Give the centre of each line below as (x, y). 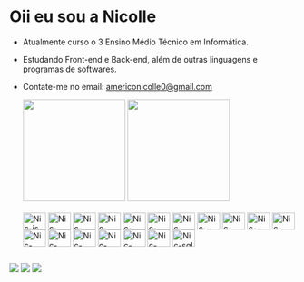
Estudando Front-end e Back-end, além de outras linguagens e (140, 59)
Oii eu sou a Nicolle (83, 17)
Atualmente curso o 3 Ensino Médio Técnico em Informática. (136, 42)
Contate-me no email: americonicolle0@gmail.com (118, 86)
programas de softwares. (69, 69)
